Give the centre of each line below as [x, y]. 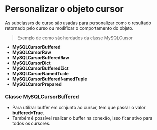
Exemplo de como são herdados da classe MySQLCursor [75, 38]
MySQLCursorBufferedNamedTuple [49, 79]
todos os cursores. [31, 123]
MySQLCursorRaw [32, 52]
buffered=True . [28, 113]
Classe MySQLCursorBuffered [42, 96]
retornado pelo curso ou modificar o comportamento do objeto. [69, 28]
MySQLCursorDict [31, 63]
